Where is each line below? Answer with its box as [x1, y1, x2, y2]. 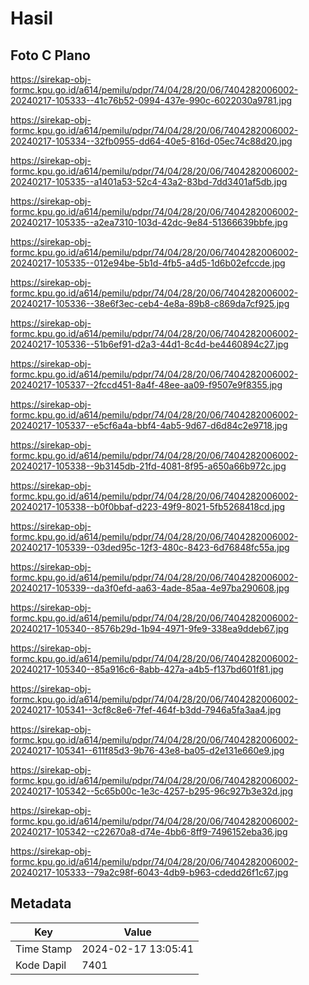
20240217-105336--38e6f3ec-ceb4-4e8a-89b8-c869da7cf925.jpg [10, 298, 290, 309]
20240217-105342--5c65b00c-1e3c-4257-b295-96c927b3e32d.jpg [10, 785, 294, 797]
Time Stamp [15, 942, 73, 956]
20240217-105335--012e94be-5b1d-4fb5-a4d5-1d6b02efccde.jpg [10, 257, 286, 269]
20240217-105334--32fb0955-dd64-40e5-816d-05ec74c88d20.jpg [10, 135, 293, 147]
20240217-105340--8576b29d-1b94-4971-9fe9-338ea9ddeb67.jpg [10, 623, 290, 634]
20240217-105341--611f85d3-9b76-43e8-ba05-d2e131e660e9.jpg [10, 745, 285, 756]
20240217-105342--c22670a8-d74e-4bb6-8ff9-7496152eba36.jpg [10, 826, 288, 837]
